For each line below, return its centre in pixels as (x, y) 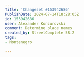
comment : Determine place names (39, 28)
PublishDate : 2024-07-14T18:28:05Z (42, 14)
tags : (11, 38)
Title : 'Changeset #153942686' (38, 10)
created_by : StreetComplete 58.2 (40, 33)
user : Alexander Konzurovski (35, 24)
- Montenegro (19, 42)
